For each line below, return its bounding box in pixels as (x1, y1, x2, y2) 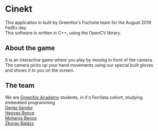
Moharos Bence (5, 115, 37, 121)
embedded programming (5, 99, 55, 105)
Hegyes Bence (5, 110, 35, 115)
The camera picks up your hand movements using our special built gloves (5, 62, 154, 68)
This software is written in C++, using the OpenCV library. (5, 30, 121, 36)
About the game (5, 44, 55, 52)
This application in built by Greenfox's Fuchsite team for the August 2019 (5, 19, 151, 25)
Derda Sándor (5, 105, 33, 111)
